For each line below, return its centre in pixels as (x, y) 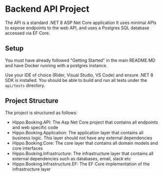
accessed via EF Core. (28, 33)
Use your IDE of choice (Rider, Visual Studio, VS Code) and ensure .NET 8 (79, 75)
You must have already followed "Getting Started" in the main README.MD (80, 60)
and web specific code (35, 127)
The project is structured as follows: (41, 113)
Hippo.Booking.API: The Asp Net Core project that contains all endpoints (85, 122)
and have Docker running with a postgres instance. (56, 65)
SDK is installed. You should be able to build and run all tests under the (76, 80)
